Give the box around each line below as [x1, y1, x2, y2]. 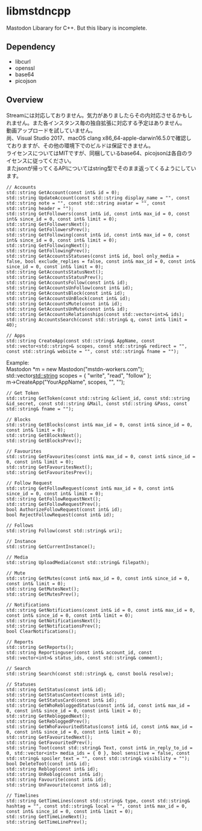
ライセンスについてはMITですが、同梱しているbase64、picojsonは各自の [6, 149, 188, 157]
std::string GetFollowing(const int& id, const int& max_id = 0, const [6, 232, 190, 238]
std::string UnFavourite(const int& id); [6, 782, 112, 788]
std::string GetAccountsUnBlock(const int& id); [6, 295, 131, 301]
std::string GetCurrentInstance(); [6, 544, 96, 550]
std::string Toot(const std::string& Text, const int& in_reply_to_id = [6, 744, 193, 751]
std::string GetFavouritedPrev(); [6, 740, 93, 746]
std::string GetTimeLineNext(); [6, 813, 87, 820]
